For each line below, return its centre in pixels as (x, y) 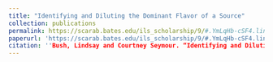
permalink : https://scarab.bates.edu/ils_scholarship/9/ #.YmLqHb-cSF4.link (139, 31)
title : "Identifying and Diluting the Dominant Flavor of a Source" (127, 16)
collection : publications (52, 23)
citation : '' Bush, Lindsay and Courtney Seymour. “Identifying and (125, 46)
